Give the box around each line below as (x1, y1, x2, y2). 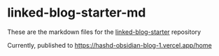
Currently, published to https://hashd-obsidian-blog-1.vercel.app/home (7, 41, 212, 49)
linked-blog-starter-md (7, 5, 146, 21)
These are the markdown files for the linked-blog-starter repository (7, 28, 202, 36)
